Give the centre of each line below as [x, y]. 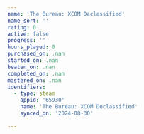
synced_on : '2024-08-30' [57, 113]
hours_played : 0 [31, 47]
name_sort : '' [28, 21]
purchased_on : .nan [36, 54]
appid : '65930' [43, 100]
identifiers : [27, 87]
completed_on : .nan [36, 73]
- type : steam [34, 93]
